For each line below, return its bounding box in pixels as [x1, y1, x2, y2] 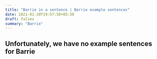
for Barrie [5, 47, 35, 56]
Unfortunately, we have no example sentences [5, 39, 153, 48]
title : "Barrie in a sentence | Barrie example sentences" [5, 7, 130, 12]
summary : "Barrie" [5, 21, 43, 26]
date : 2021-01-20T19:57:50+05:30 [5, 12, 75, 17]
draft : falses [5, 16, 35, 21]
